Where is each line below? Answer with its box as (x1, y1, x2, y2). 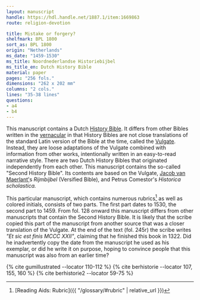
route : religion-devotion (6, 20, 70, 26)
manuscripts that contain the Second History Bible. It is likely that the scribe (6, 213, 192, 221)
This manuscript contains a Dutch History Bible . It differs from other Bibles (6, 125, 189, 132)
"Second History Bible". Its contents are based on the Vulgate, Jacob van (6, 169, 186, 176)
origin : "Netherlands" (6, 47, 62, 54)
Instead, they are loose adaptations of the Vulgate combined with (6, 144, 167, 151)
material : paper (6, 69, 46, 75)
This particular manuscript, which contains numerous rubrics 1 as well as (6, 194, 183, 202)
